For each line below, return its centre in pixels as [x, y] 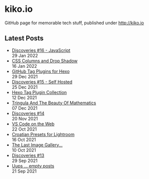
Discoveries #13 [28, 155]
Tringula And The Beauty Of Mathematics [54, 103]
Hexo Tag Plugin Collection [39, 92]
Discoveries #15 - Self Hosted [42, 82]
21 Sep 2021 [24, 171]
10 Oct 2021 [24, 150]
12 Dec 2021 [24, 97]
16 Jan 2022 [24, 66]
